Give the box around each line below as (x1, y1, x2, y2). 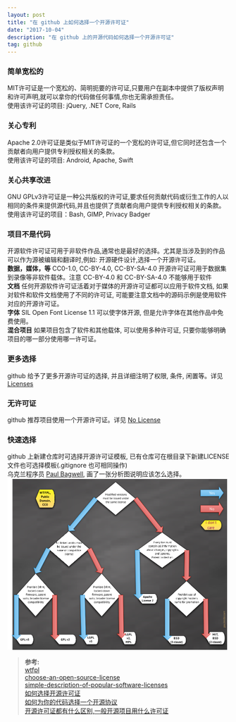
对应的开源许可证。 (7, 299, 63, 308)
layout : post (7, 11, 46, 18)
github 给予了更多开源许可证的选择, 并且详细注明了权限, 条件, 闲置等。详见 (7, 371, 223, 380)
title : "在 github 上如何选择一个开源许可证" (7, 18, 130, 26)
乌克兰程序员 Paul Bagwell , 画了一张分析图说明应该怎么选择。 (7, 470, 186, 478)
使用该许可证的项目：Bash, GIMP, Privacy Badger (7, 210, 151, 218)
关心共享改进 (7, 175, 51, 185)
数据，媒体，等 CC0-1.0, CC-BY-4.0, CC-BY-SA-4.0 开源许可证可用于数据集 (7, 264, 227, 273)
